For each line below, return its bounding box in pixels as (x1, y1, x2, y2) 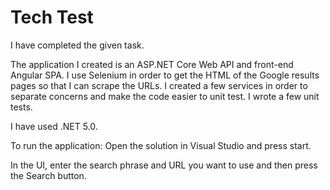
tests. (10, 101, 33, 113)
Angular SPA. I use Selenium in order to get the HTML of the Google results (10, 69, 320, 81)
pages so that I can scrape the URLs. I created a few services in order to (10, 79, 308, 91)
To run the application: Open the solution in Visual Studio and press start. (10, 139, 312, 151)
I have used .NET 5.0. (10, 120, 98, 132)
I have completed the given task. (10, 39, 145, 51)
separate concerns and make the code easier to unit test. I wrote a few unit (10, 90, 320, 102)
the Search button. (10, 169, 87, 181)
